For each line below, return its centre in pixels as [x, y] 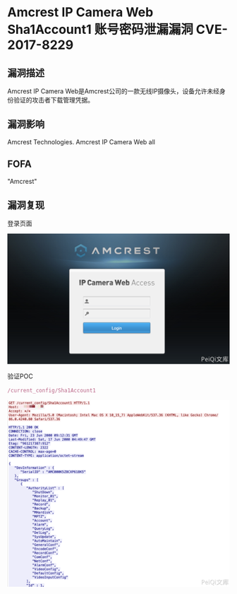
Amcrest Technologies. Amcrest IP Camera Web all [81, 141]
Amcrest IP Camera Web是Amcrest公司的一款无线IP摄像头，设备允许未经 [114, 91]
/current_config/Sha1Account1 [52, 391]
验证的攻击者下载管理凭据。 [53, 100]
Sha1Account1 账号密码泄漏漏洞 [101, 30]
